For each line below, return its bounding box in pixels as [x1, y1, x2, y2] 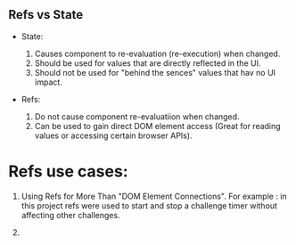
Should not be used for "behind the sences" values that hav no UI [34, 67, 276, 78]
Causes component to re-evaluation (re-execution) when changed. [34, 48, 281, 59]
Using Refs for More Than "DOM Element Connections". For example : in [21, 191, 287, 201]
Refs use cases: [8, 161, 128, 181]
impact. [34, 77, 63, 87]
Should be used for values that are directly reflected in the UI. [34, 57, 261, 69]
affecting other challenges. [21, 209, 121, 220]
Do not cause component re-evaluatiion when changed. [34, 110, 240, 122]
